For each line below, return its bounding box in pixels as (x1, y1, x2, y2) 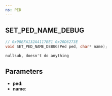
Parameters (5, 67, 43, 76)
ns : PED (5, 7, 22, 13)
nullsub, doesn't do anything (5, 54, 69, 59)
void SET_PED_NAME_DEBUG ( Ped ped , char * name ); (5, 44, 108, 50)
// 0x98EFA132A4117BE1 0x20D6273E (5, 39, 79, 44)
